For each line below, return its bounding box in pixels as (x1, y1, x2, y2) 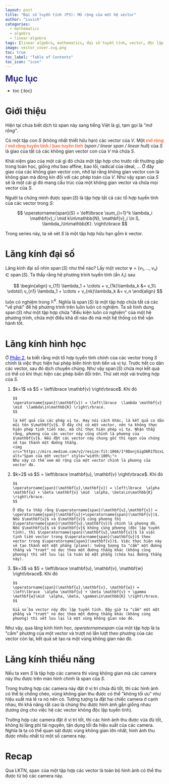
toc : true (5, 50, 26, 55)
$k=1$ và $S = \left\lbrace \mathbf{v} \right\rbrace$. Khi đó (12, 386, 137, 392)
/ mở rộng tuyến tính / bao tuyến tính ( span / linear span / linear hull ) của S (5, 143, 163, 149)
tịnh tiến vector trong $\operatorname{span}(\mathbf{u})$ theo (12, 534, 151, 540)
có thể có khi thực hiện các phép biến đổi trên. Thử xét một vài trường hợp (5, 371, 160, 377)
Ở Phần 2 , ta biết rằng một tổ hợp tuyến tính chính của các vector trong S (5, 355, 157, 361)
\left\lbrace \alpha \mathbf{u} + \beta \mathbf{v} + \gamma (12, 589, 146, 594)
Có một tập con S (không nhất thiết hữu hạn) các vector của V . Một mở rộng (5, 137, 164, 143)
